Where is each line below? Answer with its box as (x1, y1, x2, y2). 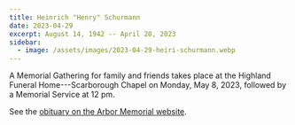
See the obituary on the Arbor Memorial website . (9, 106, 188, 117)
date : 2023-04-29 (9, 21, 74, 30)
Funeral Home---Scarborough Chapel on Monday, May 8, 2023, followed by (9, 80, 287, 90)
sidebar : (9, 37, 42, 47)
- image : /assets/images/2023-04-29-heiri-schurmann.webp (17, 46, 237, 55)
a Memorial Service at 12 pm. (9, 90, 115, 100)
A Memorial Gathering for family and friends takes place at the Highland (9, 70, 272, 81)
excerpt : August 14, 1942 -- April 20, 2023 (9, 29, 176, 38)
